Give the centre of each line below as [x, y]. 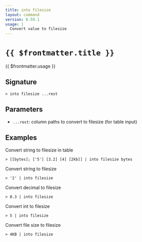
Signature [21, 82]
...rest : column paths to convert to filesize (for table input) [75, 122]
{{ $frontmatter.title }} [60, 53]
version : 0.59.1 [22, 19]
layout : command [22, 15]
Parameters [24, 110]
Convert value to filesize [38, 29]
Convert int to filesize [27, 206]
